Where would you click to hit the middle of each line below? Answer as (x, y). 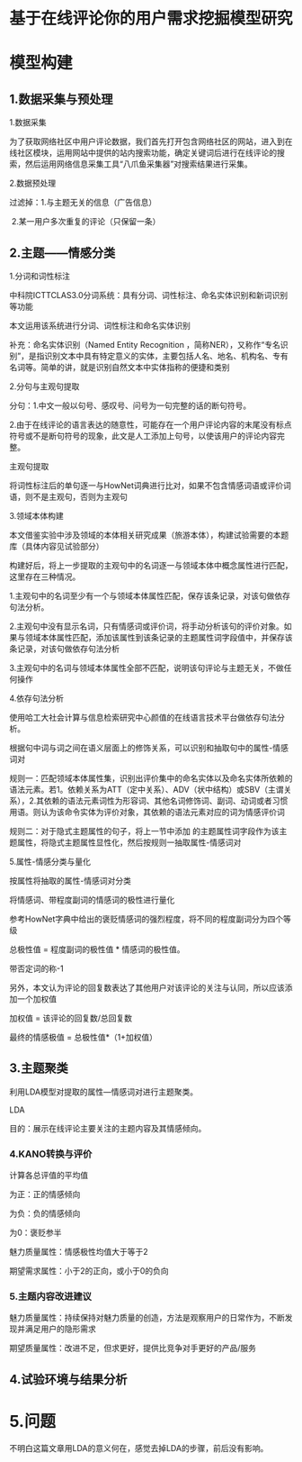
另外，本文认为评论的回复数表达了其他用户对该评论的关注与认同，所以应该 (147, 988)
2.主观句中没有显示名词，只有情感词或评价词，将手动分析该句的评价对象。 (147, 626)
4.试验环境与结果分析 (68, 1379)
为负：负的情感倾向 (45, 1213)
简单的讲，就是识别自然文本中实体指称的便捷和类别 (135, 367)
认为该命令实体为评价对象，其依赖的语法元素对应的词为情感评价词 (162, 812)
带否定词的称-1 (37, 968)
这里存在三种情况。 (45, 577)
